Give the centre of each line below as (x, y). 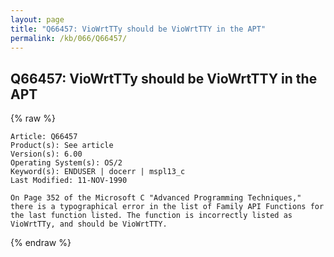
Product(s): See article (62, 146)
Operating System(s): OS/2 (66, 163)
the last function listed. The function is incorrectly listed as (151, 216)
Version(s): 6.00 (46, 154)
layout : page (37, 19)
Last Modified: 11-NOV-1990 (69, 181)
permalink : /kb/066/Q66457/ (69, 38)
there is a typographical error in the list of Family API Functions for (167, 207)
